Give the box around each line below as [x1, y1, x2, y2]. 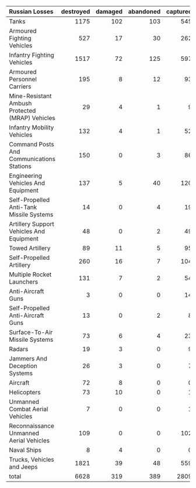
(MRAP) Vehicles [9, 114, 55, 122]
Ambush [9, 99, 32, 107]
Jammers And [9, 355, 48, 362]
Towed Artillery [9, 244, 51, 252]
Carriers [9, 83, 32, 90]
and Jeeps [9, 463, 38, 470]
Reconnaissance [9, 422, 54, 429]
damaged [96, 8, 123, 15]
